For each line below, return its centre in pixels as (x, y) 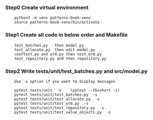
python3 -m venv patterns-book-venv (53, 18)
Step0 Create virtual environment (47, 8)
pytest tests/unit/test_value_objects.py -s (63, 112)
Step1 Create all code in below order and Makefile (66, 35)
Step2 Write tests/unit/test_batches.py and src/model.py (76, 71)
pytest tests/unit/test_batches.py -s (56, 94)
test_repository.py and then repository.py (60, 58)
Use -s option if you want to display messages (65, 81)
